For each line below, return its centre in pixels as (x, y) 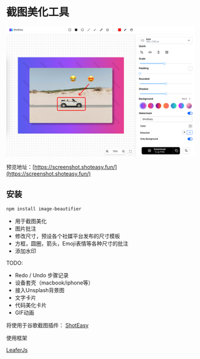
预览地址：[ (20, 167)
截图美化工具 (38, 12)
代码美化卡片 (31, 305)
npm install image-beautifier (44, 209)
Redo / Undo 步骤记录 (42, 275)
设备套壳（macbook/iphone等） (54, 283)
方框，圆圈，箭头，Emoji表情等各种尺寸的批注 (72, 244)
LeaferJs (17, 350)
